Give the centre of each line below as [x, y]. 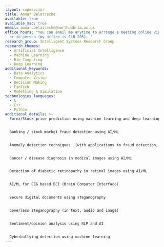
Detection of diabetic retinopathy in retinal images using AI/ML [78, 171]
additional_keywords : [27, 69]
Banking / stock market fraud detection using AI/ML [64, 132]
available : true [21, 19]
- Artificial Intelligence [37, 50]
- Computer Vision [28, 78]
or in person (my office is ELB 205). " [51, 37]
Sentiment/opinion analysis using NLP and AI [57, 224]
